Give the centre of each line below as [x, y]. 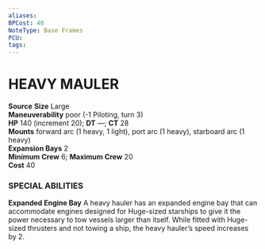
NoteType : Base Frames [46, 30]
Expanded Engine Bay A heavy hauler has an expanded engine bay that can [133, 203]
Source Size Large [39, 106]
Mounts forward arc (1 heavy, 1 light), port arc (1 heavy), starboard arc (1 [127, 132]
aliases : [23, 15]
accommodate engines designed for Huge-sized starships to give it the [125, 212]
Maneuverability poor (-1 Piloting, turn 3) [76, 115]
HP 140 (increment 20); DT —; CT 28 [69, 123]
